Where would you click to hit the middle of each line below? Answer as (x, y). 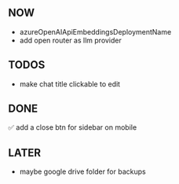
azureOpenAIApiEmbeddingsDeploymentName (95, 31)
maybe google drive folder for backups (83, 171)
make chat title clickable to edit (69, 84)
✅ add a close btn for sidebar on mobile (73, 127)
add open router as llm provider (70, 40)
